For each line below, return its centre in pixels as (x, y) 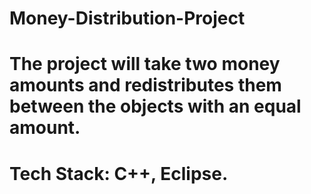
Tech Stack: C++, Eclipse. (119, 173)
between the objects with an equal (155, 106)
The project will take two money (145, 64)
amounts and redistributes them (145, 85)
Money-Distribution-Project (127, 18)
